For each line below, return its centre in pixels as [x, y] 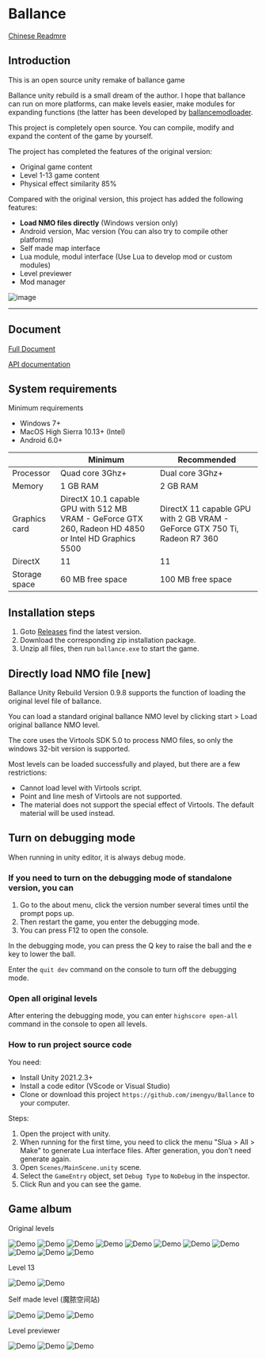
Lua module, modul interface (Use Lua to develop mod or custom [126, 256]
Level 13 [22, 1268]
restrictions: [28, 772]
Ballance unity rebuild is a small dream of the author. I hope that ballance [127, 95]
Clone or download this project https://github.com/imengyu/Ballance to [137, 1094]
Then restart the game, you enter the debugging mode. [110, 922]
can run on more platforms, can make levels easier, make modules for [122, 103]
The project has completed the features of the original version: [110, 151]
